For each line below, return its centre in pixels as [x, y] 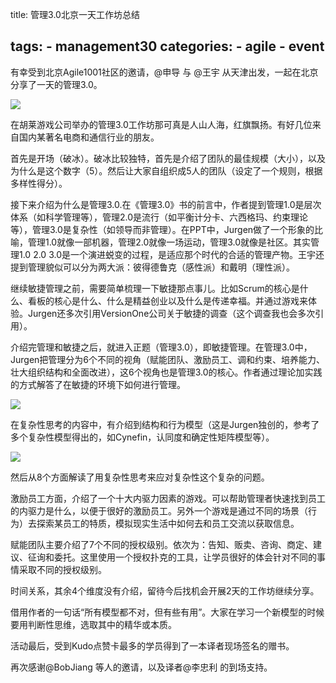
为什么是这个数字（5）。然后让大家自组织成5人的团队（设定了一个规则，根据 [166, 170]
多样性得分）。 [39, 183]
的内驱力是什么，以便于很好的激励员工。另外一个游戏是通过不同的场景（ [159, 510]
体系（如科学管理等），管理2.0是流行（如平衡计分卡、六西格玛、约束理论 [159, 217]
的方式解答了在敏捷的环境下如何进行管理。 [98, 384]
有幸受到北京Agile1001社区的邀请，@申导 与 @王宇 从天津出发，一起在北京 [164, 72]
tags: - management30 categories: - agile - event [167, 46]
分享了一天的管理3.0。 [56, 84]
